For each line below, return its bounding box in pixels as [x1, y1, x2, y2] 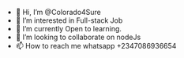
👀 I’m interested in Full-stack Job [15, 16, 123, 25]
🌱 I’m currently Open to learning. [15, 24, 122, 33]
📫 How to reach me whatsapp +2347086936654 [15, 42, 177, 50]
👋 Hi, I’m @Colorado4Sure [15, 8, 101, 16]
